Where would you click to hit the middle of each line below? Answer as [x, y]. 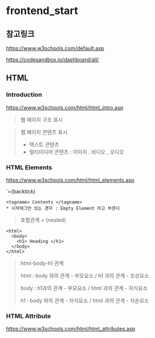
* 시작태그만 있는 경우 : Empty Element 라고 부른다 [63, 208]
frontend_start [42, 11]
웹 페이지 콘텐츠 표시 [44, 132]
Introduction [24, 95]
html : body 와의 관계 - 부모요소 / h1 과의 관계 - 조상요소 [85, 275]
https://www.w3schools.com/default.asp [55, 48]
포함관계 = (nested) [43, 220]
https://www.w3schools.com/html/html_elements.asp [70, 180]
